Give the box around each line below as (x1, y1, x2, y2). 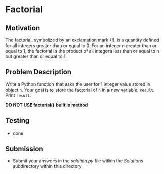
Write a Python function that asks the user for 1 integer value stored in (5, 81, 150, 87)
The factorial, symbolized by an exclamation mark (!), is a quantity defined (5, 37, 159, 43)
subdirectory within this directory (12, 163, 82, 169)
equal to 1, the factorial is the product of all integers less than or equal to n (5, 48, 160, 54)
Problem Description (5, 68, 72, 76)
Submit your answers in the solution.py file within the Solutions (12, 158, 144, 164)
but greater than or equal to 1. (5, 53, 67, 59)
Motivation (5, 24, 40, 32)
